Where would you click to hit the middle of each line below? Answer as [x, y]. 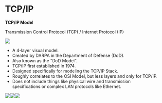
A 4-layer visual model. [35, 50]
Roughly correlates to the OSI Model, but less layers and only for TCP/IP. [85, 76]
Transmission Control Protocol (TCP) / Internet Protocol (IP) [64, 32]
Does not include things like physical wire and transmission [71, 81]
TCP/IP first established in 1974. [44, 66]
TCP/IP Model [19, 22]
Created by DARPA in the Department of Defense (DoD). [68, 55]
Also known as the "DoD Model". [45, 60]
